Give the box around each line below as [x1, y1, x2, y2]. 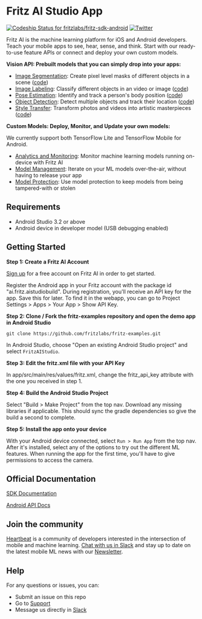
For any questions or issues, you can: [6, 582, 100, 589]
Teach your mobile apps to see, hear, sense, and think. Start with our [6, 42, 178, 50]
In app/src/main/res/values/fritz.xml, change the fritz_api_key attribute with [6, 371, 194, 378]
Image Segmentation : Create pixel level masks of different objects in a [15, 72, 190, 79]
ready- [178, 42, 196, 50]
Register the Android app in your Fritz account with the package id [6, 281, 172, 288]
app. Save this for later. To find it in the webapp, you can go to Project [6, 294, 180, 302]
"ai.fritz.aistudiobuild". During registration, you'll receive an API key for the [6, 288, 192, 295]
